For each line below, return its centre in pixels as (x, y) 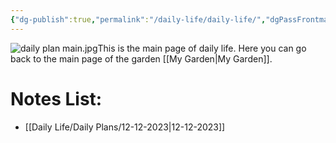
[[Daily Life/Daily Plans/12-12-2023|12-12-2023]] (125, 127)
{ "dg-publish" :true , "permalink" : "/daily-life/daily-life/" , (138, 19)
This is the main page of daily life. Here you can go (202, 48)
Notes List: (56, 98)
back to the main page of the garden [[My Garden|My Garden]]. (141, 58)
